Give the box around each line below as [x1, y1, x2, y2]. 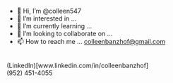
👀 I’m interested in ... [16, 14, 77, 23]
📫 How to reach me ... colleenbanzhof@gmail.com [16, 38, 166, 45]
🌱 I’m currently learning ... [16, 22, 93, 30]
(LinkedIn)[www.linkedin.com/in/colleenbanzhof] [6, 61, 149, 70]
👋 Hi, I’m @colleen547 [16, 7, 82, 15]
